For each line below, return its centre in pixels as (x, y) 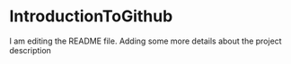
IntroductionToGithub (91, 16)
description (31, 50)
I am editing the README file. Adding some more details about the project (145, 41)
